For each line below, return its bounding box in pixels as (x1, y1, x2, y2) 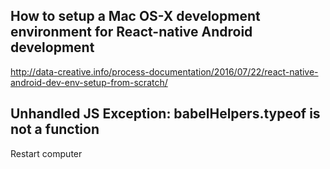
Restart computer (10, 147, 83, 159)
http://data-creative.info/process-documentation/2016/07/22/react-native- (10, 65, 319, 78)
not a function (10, 121, 100, 138)
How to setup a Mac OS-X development (10, 8, 261, 25)
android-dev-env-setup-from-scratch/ (10, 76, 168, 88)
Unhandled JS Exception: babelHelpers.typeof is (10, 105, 321, 123)
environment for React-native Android (10, 24, 253, 41)
